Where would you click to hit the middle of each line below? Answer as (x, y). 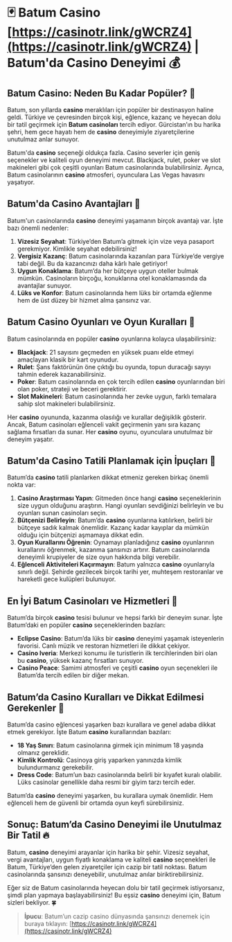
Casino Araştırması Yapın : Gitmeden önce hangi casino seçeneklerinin (119, 498)
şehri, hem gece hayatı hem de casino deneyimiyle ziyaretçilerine (101, 132)
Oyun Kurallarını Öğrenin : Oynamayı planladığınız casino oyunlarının (116, 542)
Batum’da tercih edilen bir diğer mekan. (73, 675)
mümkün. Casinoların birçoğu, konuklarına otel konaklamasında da (112, 278)
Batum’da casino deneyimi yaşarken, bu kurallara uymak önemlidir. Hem (110, 796)
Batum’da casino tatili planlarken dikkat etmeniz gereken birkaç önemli (108, 477)
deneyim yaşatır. (30, 439)
